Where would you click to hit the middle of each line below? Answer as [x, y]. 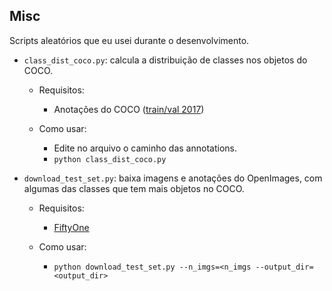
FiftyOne [71, 227]
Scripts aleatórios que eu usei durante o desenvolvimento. [129, 40]
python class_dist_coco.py [110, 159]
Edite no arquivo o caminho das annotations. [145, 148]
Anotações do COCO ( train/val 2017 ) [129, 109]
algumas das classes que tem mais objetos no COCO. [134, 188]
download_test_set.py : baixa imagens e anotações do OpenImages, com [173, 178]
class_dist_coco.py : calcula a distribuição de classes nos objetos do [165, 60]
